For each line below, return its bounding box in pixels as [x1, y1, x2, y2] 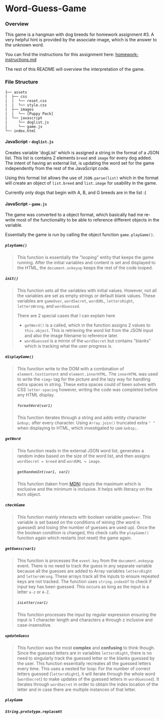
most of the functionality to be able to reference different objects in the [16, 217, 160, 223]
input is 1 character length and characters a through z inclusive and [17, 617, 153, 623]
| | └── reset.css [5, 98, 47, 103]
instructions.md [5, 57, 37, 63]
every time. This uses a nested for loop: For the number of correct [17, 665, 151, 671]
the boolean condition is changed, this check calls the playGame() [17, 529, 149, 535]
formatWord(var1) [17, 403, 53, 408]
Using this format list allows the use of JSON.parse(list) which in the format [5, 175, 159, 181]
